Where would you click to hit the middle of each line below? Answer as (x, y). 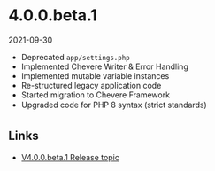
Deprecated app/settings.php (75, 57)
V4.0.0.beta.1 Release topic (70, 157)
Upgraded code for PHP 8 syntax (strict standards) (114, 105)
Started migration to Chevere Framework (95, 95)
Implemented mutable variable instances (95, 75)
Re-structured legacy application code (91, 85)
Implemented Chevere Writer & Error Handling (105, 66)
